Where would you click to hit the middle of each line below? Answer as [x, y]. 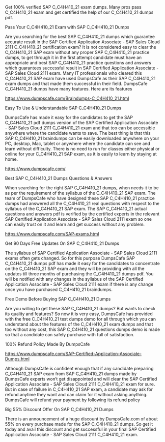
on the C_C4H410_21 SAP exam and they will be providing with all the [75, 268]
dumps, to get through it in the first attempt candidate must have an [73, 58]
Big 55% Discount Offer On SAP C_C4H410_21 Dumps [59, 409]
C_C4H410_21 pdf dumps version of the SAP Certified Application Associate [82, 123]
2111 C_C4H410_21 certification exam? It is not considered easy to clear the [81, 47]
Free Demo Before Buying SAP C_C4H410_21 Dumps [58, 299]
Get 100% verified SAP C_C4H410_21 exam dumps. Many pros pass [73, 7]
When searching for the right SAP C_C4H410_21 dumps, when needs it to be [82, 188]
